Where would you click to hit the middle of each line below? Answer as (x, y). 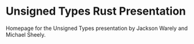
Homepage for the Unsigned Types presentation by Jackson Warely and (97, 28)
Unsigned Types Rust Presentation (96, 11)
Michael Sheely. (26, 34)
